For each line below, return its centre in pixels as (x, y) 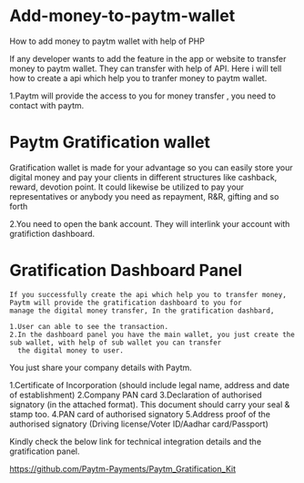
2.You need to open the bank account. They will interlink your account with (150, 223)
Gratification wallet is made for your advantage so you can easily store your (151, 167)
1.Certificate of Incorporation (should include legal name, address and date (149, 385)
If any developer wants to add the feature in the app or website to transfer (148, 58)
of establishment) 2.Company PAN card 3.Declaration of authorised (136, 395)
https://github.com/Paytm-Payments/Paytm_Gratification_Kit (123, 468)
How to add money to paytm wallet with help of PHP (107, 41)
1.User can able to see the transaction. (89, 326)
